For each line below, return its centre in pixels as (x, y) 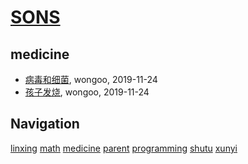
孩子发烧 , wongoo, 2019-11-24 (87, 92)
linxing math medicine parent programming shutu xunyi (124, 148)
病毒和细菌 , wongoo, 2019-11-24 (91, 79)
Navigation (45, 124)
